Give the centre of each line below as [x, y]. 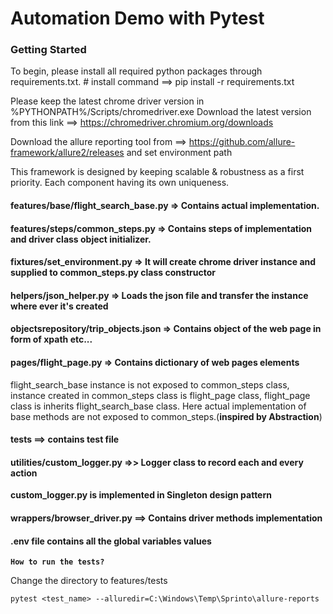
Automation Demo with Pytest [137, 18]
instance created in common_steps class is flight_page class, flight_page [160, 395]
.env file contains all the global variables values [111, 541]
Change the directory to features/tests [89, 581]
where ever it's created [59, 306]
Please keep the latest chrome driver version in [107, 101]
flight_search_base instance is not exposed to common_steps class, [150, 384]
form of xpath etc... [51, 339]
